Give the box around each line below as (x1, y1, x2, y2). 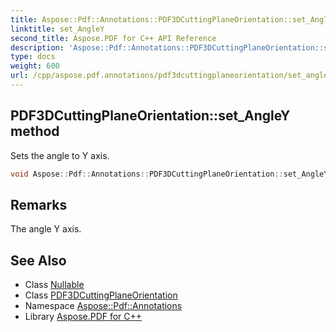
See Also (10, 252, 67, 269)
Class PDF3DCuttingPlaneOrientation (24, 289, 178, 301)
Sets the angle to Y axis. (10, 149, 110, 161)
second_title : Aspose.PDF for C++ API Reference (10, 33, 217, 43)
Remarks (10, 196, 68, 213)
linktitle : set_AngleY (10, 24, 105, 34)
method (10, 123, 60, 140)
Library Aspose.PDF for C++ (24, 311, 143, 323)
